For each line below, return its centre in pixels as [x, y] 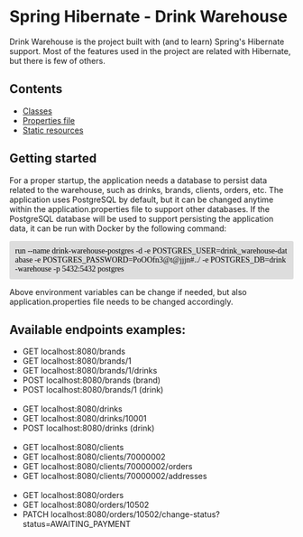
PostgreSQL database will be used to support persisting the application [142, 218]
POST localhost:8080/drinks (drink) [88, 428]
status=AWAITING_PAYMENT [77, 524]
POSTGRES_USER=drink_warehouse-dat [220, 250]
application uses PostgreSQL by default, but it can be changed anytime [142, 199]
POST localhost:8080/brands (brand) [91, 380]
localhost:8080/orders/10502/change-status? [136, 514]
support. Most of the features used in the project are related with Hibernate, [150, 51]
